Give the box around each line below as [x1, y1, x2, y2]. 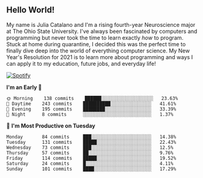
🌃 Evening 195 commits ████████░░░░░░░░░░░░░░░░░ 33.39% [6, 106, 176, 112]
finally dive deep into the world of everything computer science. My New [6, 47, 190, 54]
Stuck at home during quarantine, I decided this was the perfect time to [6, 40, 186, 48]
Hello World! [6, 5, 55, 15]
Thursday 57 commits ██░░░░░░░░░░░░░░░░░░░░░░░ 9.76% [6, 149, 174, 156]
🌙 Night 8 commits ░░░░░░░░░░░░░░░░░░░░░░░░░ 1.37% [6, 111, 174, 118]
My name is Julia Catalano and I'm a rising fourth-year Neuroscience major [6, 21, 196, 28]
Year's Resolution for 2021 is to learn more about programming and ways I [6, 53, 193, 60]
